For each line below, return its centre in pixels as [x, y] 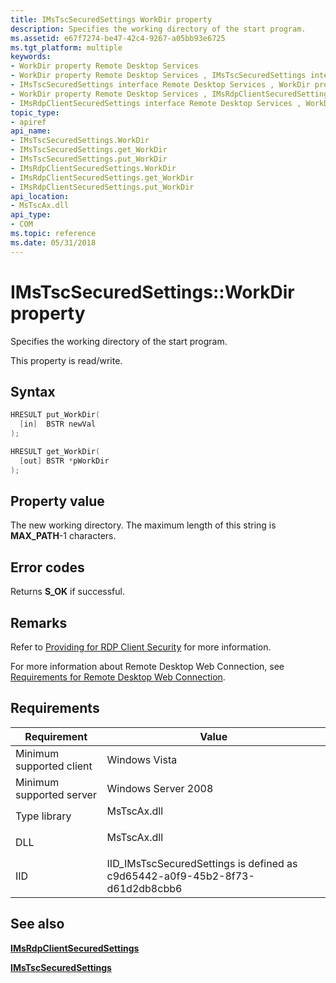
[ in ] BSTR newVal [58, 424]
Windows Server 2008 [160, 788]
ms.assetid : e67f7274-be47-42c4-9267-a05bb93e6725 [118, 38]
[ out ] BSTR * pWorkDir [64, 461]
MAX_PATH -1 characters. [63, 536]
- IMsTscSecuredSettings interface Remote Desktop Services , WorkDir [160, 85]
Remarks [39, 622]
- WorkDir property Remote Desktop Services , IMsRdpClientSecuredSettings [171, 94]
